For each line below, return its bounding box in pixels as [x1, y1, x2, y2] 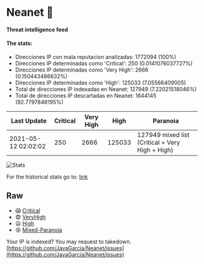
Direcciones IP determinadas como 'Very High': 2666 [15, 66, 149, 73]
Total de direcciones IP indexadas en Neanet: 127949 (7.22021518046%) [15, 85, 197, 93]
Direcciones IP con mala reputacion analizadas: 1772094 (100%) [15, 53, 177, 60]
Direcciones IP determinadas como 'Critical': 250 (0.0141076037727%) [15, 59, 193, 67]
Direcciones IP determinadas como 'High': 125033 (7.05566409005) [15, 79, 186, 86]
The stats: [6, 39, 33, 47]
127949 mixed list [137, 130, 190, 139]
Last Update [11, 117, 47, 125]
